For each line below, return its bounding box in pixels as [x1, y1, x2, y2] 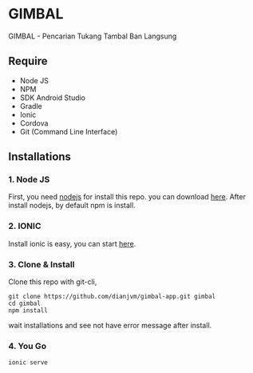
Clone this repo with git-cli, [8, 277, 97, 287]
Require [8, 54, 48, 68]
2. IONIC [8, 221, 42, 232]
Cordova [19, 118, 49, 128]
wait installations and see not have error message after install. [8, 321, 212, 331]
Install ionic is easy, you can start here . [8, 239, 136, 248]
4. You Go [8, 340, 46, 351]
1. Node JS [8, 174, 50, 185]
